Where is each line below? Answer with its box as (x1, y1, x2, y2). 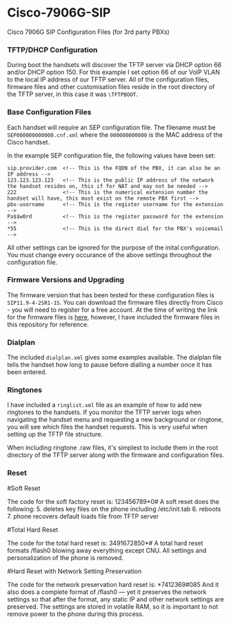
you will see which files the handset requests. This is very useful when (7, 423, 208, 431)
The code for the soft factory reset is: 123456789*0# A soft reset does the (7, 497, 219, 505)
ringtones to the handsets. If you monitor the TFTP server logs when (7, 408, 201, 416)
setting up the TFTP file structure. (7, 430, 103, 438)
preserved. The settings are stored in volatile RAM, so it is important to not (7, 602, 219, 610)
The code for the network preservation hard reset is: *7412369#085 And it (7, 580, 219, 588)
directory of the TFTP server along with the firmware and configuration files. (7, 451, 224, 459)
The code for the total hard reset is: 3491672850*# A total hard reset (7, 539, 203, 547)
